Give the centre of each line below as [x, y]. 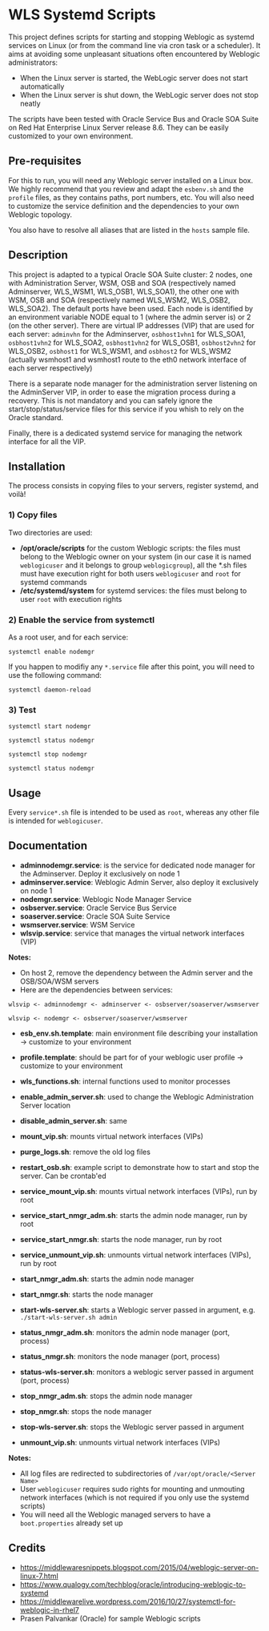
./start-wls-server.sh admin [68, 1317]
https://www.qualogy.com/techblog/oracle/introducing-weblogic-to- [133, 1584]
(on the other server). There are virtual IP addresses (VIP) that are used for [131, 325]
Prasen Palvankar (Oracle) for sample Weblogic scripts [110, 1618]
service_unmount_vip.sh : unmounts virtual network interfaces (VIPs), [135, 1255]
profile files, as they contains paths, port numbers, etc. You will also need [131, 197]
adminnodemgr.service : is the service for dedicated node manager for [137, 865]
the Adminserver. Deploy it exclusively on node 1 [100, 873]
